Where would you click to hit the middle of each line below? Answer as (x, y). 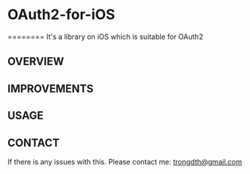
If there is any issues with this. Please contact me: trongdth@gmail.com (125, 161)
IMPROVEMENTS (51, 89)
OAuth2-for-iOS (61, 15)
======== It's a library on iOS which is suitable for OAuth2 (105, 37)
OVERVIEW (36, 62)
